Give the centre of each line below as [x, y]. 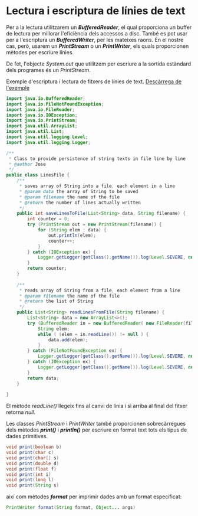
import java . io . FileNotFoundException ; [55, 104]
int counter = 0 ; [48, 219]
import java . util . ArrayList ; [42, 126]
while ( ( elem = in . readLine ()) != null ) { [93, 334]
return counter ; [47, 269]
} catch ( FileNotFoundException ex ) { [75, 351]
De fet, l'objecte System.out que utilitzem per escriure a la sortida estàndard [99, 64]
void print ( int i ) [29, 474]
